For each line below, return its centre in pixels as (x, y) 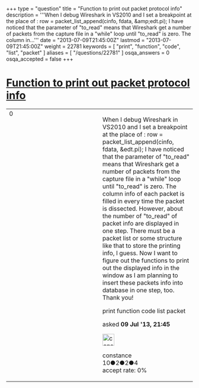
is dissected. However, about (143, 208)
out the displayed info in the (141, 268)
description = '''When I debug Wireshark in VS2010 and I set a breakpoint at (99, 15)
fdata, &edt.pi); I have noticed (144, 149)
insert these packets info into (143, 282)
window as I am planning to (141, 275)
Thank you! (118, 297)
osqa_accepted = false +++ (40, 59)
